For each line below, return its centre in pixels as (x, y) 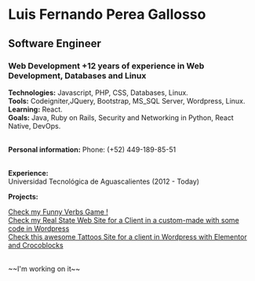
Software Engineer (55, 44)
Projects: (23, 196)
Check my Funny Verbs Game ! (58, 212)
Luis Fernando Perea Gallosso (107, 15)
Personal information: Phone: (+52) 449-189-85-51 (92, 149)
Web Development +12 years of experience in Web (106, 66)
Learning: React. (35, 109)
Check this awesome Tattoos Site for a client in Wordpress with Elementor (127, 236)
